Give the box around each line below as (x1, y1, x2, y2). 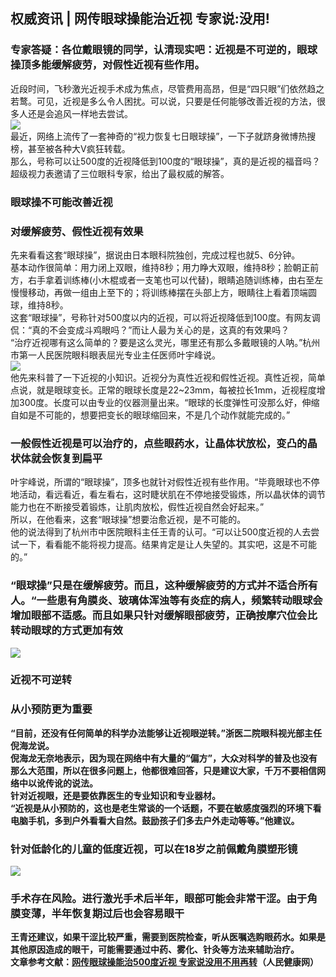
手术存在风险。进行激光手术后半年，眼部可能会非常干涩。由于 (10, 891, 308, 905)
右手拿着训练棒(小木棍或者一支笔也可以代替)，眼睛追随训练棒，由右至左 (27, 274, 324, 286)
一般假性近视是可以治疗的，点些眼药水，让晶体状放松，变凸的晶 (10, 436, 318, 450)
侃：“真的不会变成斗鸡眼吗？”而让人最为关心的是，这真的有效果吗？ (10, 324, 290, 336)
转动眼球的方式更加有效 (10, 624, 123, 638)
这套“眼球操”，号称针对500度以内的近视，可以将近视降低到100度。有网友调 (10, 311, 321, 323)
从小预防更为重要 (10, 702, 93, 716)
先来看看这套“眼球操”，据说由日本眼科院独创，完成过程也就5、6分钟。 (10, 249, 301, 261)
